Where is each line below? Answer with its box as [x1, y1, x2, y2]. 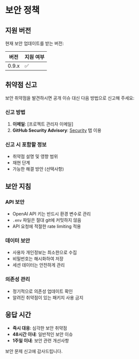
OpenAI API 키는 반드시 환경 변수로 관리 [12, 211, 91, 217]
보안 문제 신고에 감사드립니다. [5, 348, 63, 354]
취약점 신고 [5, 81, 37, 89]
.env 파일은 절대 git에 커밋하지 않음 [12, 217, 81, 223]
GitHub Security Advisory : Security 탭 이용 [12, 128, 101, 134]
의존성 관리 [5, 276, 30, 283]
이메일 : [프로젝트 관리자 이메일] [12, 121, 73, 127]
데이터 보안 [5, 237, 30, 244]
